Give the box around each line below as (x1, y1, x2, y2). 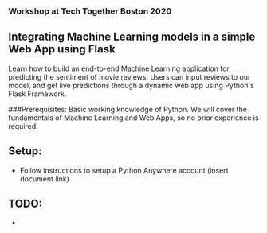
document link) (19, 173, 70, 184)
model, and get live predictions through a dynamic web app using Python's (8, 80, 255, 90)
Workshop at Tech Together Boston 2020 (8, 6, 172, 17)
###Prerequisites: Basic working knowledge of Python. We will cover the (8, 104, 247, 114)
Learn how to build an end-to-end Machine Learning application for (8, 64, 230, 73)
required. (8, 121, 38, 130)
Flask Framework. (8, 89, 67, 99)
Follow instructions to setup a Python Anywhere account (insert (19, 165, 229, 175)
